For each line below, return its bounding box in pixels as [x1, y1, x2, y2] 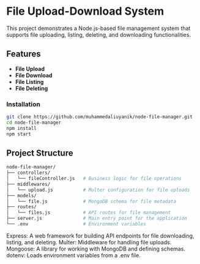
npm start [6, 130, 32, 137]
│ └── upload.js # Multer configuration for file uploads [6, 187, 190, 193]
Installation [6, 100, 41, 108]
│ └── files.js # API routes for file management [6, 209, 171, 216]
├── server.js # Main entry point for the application [6, 216, 188, 222]
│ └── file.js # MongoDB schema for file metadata [6, 198, 176, 205]
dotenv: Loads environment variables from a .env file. [6, 251, 141, 258]
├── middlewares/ [6, 181, 51, 187]
